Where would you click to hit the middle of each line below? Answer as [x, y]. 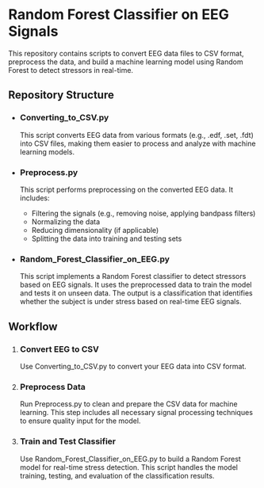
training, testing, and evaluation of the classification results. [117, 475]
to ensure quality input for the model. [80, 421]
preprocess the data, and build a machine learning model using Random [126, 62]
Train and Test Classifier [68, 441]
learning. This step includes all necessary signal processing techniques [136, 413]
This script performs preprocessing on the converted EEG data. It [126, 189]
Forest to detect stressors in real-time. [71, 70]
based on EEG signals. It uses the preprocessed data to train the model [136, 285]
